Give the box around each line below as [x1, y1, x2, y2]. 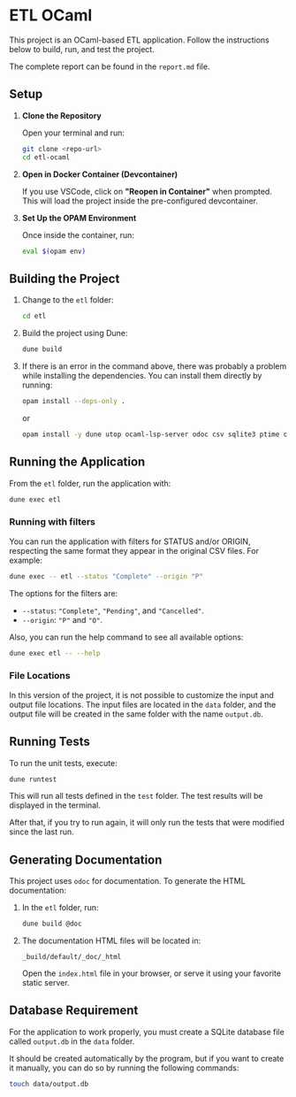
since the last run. [9, 826, 75, 837]
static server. [21, 978, 70, 988]
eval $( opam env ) [21, 247, 87, 256]
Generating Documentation [9, 852, 163, 867]
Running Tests [9, 734, 90, 749]
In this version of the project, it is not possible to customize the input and [9, 689, 274, 700]
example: [9, 555, 42, 565]
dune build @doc [21, 919, 82, 929]
